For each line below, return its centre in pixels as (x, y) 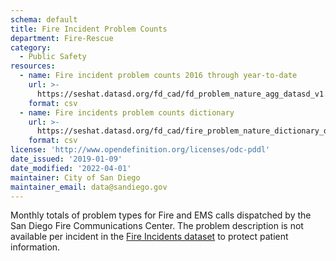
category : (31, 47)
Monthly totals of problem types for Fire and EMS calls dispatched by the (161, 215)
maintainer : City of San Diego (75, 177)
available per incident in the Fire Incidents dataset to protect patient (149, 237)
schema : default (44, 19)
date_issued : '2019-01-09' (66, 159)
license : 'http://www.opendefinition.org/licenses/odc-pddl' (140, 150)
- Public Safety (53, 57)
